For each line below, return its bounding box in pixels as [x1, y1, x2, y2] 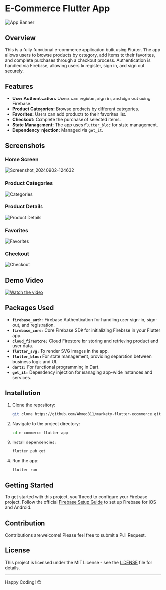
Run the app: [12, 457, 39, 463]
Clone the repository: [12, 402, 56, 408]
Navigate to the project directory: [12, 420, 80, 426]
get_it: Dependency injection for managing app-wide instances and [12, 369, 152, 375]
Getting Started [5, 481, 54, 489]
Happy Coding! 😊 [5, 579, 41, 585]
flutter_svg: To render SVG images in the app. [12, 348, 109, 354]
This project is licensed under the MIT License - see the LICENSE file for [5, 559, 152, 565]
